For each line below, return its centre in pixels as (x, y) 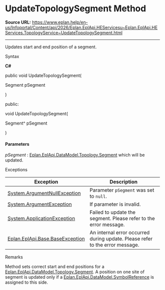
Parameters (17, 144)
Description (124, 182)
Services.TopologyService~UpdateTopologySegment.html (64, 32)
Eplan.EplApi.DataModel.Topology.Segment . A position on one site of (75, 272)
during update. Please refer (121, 239)
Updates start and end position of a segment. (51, 47)
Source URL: (18, 22)
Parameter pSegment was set (122, 190)
